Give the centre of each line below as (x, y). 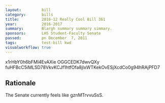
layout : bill (28, 10)
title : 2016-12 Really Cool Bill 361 (55, 19)
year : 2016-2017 (34, 24)
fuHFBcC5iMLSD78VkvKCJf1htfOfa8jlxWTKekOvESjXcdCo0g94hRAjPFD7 (82, 67)
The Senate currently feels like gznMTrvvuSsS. (54, 95)
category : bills (29, 15)
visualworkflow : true (28, 47)
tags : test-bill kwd (38, 43)
